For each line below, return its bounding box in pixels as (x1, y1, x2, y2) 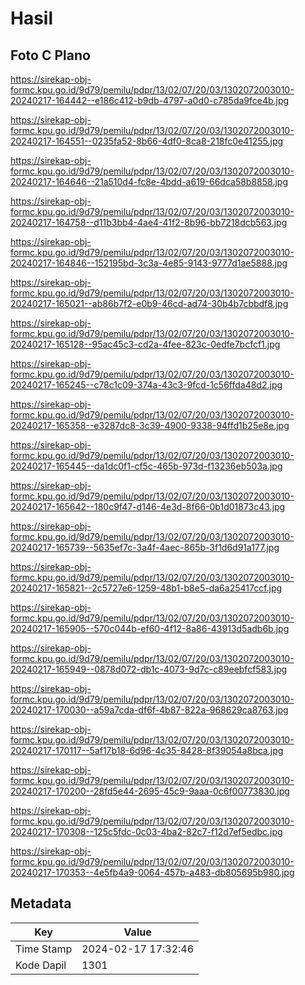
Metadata (10, 895, 72, 912)
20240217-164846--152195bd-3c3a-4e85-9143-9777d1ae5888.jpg (10, 257, 288, 269)
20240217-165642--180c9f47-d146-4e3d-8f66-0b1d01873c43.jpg (10, 501, 286, 512)
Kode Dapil (15, 958, 67, 972)
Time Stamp (15, 942, 73, 956)
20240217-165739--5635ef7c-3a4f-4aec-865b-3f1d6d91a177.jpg (10, 542, 280, 553)
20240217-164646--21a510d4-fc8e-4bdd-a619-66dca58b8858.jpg (10, 176, 288, 187)
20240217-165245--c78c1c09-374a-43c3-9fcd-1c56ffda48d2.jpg (10, 379, 283, 391)
